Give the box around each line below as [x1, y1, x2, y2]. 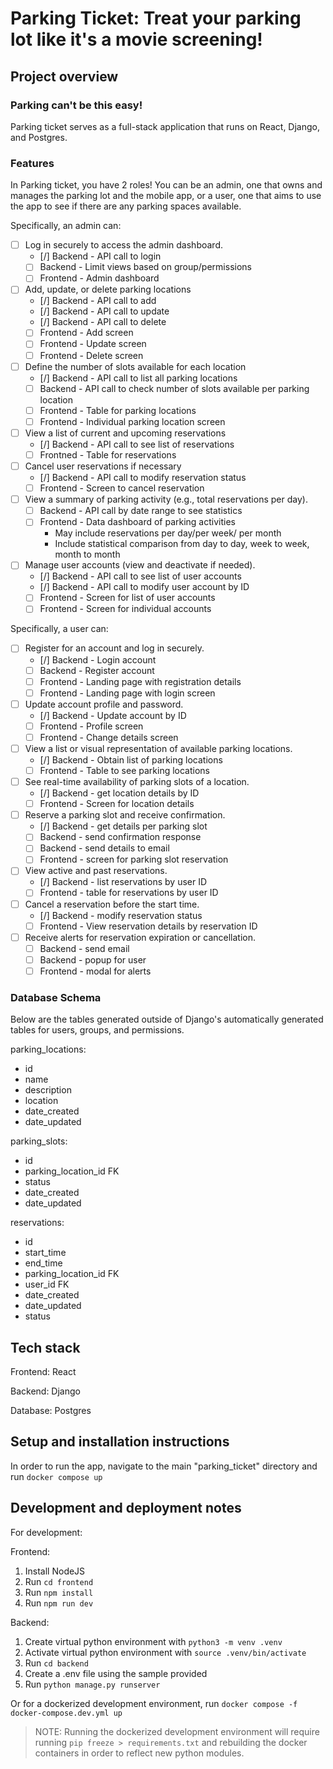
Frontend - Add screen [39, 327, 134, 339]
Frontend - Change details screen [39, 731, 179, 743]
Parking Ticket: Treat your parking [10, 7, 302, 30]
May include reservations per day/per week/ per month [54, 527, 282, 539]
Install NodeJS [24, 1565, 86, 1577]
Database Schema [10, 990, 102, 1004]
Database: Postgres [10, 1405, 92, 1417]
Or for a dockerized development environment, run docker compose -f [10, 1697, 298, 1709]
